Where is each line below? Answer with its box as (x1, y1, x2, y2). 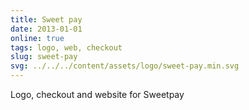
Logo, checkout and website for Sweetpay (10, 89, 185, 100)
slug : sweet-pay (10, 52, 78, 62)
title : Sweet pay (10, 14, 83, 25)
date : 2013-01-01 (10, 24, 83, 34)
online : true (10, 33, 65, 43)
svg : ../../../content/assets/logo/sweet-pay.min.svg (10, 61, 240, 71)
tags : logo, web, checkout (10, 42, 123, 53)
